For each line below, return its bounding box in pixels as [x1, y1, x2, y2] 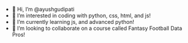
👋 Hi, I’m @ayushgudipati [11, 6, 75, 13]
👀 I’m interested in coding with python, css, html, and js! [11, 12, 151, 19]
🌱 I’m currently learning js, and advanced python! [11, 19, 134, 25]
